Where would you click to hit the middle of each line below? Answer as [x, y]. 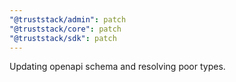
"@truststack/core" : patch [65, 29]
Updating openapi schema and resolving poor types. [117, 67]
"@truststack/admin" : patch [68, 19]
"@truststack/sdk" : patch [63, 38]
